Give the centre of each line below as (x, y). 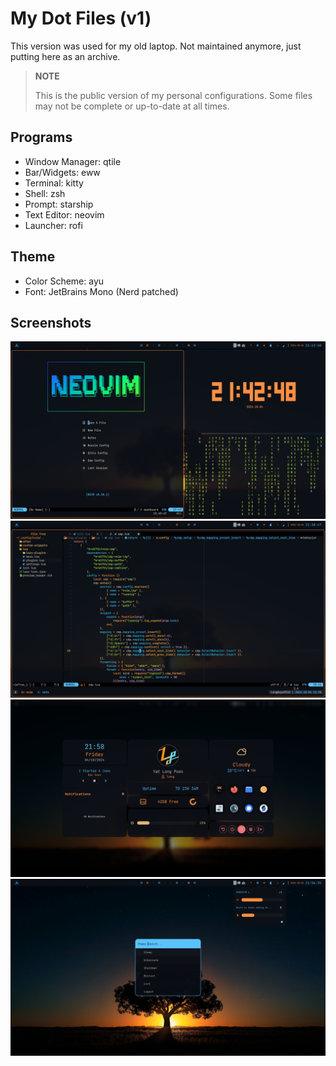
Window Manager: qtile (73, 161)
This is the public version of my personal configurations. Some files (173, 95)
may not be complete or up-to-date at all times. (132, 106)
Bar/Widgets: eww (62, 172)
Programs (41, 137)
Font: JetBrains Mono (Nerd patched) (101, 291)
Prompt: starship (59, 204)
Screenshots (51, 322)
